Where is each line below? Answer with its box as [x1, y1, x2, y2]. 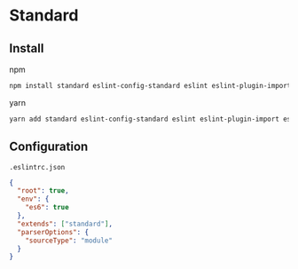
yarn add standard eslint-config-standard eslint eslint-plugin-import [9, 115, 279, 123]
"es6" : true [25, 203, 69, 212]
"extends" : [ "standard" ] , [17, 219, 114, 228]
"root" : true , [17, 186, 69, 195]
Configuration [9, 139, 89, 154]
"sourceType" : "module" [25, 236, 114, 245]
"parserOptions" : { [17, 227, 90, 236]
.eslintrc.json [9, 162, 66, 171]
